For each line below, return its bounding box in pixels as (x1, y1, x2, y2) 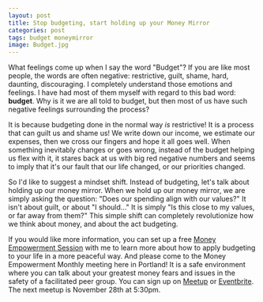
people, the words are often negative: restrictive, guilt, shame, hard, (8, 71, 229, 81)
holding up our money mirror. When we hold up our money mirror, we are (8, 186, 246, 195)
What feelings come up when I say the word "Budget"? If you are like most (8, 62, 250, 72)
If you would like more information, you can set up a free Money (8, 235, 216, 244)
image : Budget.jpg (8, 41, 69, 49)
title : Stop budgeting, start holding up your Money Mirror (8, 19, 211, 27)
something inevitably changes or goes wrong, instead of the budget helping (8, 145, 255, 155)
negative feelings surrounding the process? (8, 104, 150, 115)
